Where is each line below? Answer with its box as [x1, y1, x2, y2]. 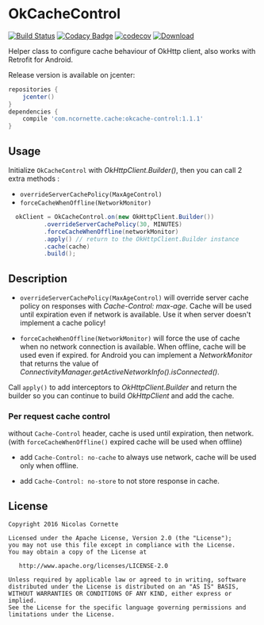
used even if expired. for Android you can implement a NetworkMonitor [19, 351, 253, 360]
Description [8, 271, 67, 286]
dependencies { [8, 108, 59, 116]
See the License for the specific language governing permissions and [8, 604, 247, 612]
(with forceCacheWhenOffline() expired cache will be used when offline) [8, 437, 243, 447]
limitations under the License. [8, 611, 115, 619]
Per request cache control [8, 410, 111, 421]
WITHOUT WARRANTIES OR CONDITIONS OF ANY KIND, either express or [8, 590, 232, 598]
